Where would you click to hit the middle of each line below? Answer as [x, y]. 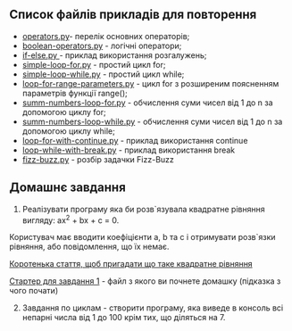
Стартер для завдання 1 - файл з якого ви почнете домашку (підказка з [145, 281]
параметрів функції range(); [75, 93]
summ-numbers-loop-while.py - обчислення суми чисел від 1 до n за [152, 121]
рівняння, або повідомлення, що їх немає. [89, 247]
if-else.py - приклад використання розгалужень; [114, 55]
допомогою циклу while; [69, 131]
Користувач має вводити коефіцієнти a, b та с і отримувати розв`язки [142, 237]
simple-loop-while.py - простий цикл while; [103, 74]
